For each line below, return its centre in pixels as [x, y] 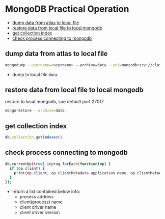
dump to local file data [35, 74]
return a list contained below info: [46, 192]
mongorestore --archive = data [35, 111]
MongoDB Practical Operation [67, 9]
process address [37, 197]
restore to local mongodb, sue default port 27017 [55, 102]
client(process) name [41, 202]
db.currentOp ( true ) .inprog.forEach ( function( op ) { [58, 164]
